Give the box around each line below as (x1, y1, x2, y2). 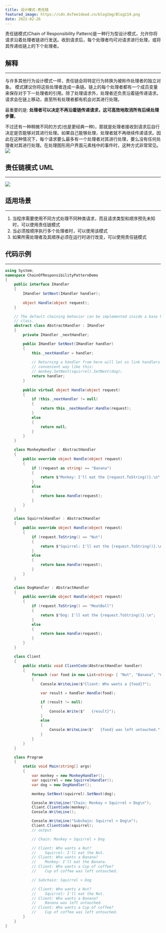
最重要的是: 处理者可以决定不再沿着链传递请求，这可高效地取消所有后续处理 (5, 107, 159, 113)
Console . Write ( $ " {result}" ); (49, 709, 116, 714)
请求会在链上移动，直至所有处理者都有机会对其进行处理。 (5, 96, 122, 102)
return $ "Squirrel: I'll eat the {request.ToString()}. (40, 544, 158, 549)
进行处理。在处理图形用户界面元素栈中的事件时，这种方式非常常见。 (22, 142, 161, 148)
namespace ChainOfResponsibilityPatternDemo (5, 272, 98, 278)
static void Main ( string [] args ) (23, 764, 92, 769)
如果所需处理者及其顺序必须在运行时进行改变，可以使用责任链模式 (12, 234, 147, 240)
